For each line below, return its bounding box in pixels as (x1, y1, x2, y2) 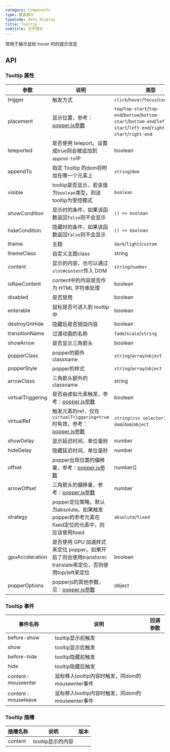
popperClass (8, 352, 38, 359)
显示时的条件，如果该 (52, 206, 103, 213)
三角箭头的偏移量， (52, 481, 98, 488)
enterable (8, 307, 31, 314)
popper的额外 (52, 349, 85, 356)
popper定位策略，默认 (52, 498, 105, 506)
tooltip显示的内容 (33, 738, 74, 745)
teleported (8, 147, 33, 154)
